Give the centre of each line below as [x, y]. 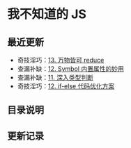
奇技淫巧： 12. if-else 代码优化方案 [66, 86]
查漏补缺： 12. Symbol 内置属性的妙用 [70, 69]
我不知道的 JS [47, 14]
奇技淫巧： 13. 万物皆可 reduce [61, 60]
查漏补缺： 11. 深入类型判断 [55, 77]
